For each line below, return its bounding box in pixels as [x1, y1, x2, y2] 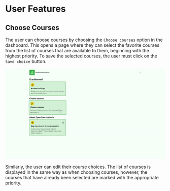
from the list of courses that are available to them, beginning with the [5, 48, 150, 53]
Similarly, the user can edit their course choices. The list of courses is [5, 164, 151, 170]
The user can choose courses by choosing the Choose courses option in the [5, 37, 163, 43]
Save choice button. [5, 58, 47, 64]
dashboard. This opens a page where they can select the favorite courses [5, 42, 160, 48]
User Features [5, 3, 66, 15]
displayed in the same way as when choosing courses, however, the [5, 169, 148, 175]
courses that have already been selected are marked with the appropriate [5, 174, 159, 180]
